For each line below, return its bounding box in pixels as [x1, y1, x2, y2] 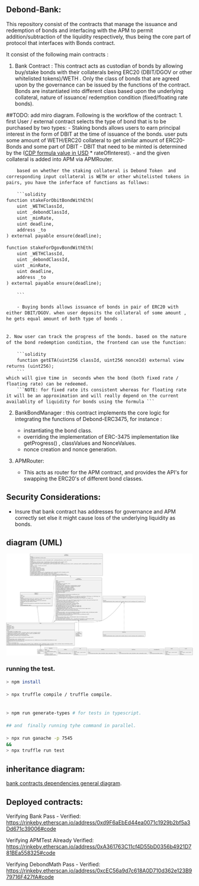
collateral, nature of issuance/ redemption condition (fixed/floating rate [14, 94, 188, 101]
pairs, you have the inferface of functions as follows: [6, 179, 150, 185]
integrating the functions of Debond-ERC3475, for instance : [14, 415, 162, 422]
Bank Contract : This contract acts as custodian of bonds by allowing [14, 62, 184, 69]
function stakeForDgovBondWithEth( [6, 245, 94, 251]
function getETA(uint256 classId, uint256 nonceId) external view [17, 357, 184, 363]
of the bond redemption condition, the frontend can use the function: [6, 339, 187, 345]
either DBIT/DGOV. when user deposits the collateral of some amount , [6, 310, 187, 316]
